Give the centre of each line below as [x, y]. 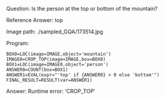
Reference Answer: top [34, 20]
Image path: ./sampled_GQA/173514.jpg [55, 32]
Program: [18, 43]
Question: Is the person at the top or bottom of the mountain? [82, 9]
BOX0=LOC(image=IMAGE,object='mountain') [59, 54]
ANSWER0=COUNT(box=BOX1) [37, 70]
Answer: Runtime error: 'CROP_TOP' [51, 91]
